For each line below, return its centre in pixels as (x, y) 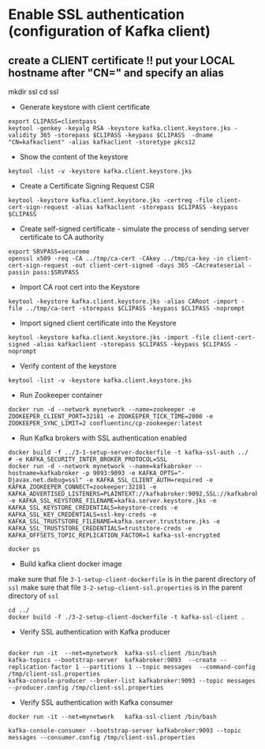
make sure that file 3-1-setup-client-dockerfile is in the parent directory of (132, 579)
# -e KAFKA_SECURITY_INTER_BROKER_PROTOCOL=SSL (88, 459)
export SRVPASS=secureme (49, 252)
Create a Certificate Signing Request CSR (87, 186)
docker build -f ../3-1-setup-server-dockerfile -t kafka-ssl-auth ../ (128, 452)
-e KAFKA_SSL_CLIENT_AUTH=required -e (149, 480)
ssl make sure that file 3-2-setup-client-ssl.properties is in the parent (125, 587)
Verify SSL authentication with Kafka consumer (96, 702)
